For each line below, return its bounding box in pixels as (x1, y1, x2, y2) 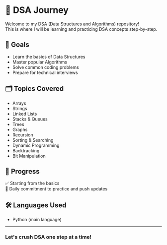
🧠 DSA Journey (5, 4, 69, 16)
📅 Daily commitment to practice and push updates (5, 186, 108, 192)
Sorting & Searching (12, 137, 54, 143)
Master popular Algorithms (12, 59, 68, 65)
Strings (12, 105, 27, 111)
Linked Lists (12, 111, 37, 117)
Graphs (12, 126, 28, 132)
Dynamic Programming (12, 142, 60, 148)
